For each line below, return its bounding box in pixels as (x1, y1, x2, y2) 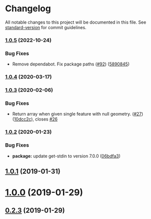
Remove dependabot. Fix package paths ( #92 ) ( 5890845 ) (12, 61, 130, 67)
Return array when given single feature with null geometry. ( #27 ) (12, 111, 144, 117)
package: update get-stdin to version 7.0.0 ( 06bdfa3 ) (12, 153, 121, 159)
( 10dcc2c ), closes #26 (12, 116, 58, 122)
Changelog (5, 3, 51, 14)
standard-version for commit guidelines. (5, 24, 87, 30)
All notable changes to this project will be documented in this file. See (5, 19, 147, 25)
